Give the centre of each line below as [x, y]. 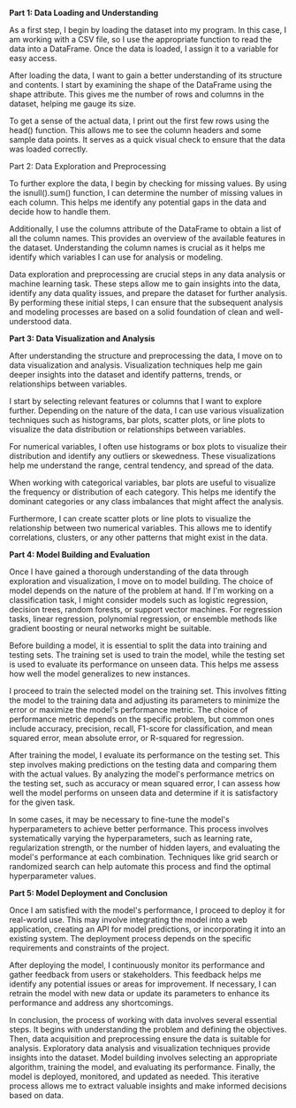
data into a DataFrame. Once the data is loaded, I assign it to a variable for [144, 49]
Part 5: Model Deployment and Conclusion [88, 893]
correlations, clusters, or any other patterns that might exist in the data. [139, 537]
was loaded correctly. [49, 149]
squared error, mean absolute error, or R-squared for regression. [127, 738]
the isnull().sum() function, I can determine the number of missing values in [146, 193]
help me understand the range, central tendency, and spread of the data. [142, 465]
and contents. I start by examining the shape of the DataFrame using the [140, 85]
